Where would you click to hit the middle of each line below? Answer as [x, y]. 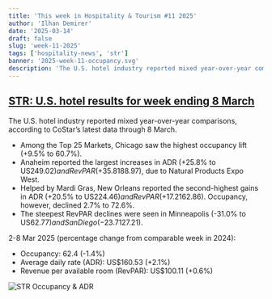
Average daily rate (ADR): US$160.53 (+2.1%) [95, 262]
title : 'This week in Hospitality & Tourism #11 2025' [103, 16]
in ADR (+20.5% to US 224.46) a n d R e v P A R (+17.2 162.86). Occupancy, [134, 196]
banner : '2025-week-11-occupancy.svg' [74, 61]
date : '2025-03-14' [41, 31]
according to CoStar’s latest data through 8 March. [93, 129]
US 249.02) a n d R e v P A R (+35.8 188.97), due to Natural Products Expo [132, 171]
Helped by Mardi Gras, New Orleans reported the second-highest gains [139, 187]
